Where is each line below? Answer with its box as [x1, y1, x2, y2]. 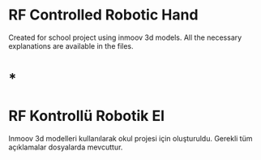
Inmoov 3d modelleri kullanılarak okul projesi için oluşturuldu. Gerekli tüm [8, 134, 253, 144]
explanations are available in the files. [8, 41, 134, 50]
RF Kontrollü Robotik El [8, 107, 165, 125]
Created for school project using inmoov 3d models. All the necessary [8, 32, 242, 42]
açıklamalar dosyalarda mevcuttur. [8, 142, 123, 152]
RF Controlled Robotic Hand [8, 6, 199, 24]
